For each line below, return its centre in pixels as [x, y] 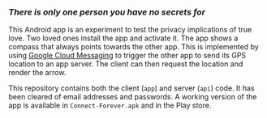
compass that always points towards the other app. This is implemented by [134, 47]
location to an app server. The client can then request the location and [126, 64]
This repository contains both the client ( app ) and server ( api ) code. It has [131, 88]
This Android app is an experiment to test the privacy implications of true [130, 30]
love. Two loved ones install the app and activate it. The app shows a [123, 38]
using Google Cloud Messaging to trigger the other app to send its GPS [127, 56]
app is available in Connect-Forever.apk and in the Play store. [110, 105]
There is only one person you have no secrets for [107, 12]
